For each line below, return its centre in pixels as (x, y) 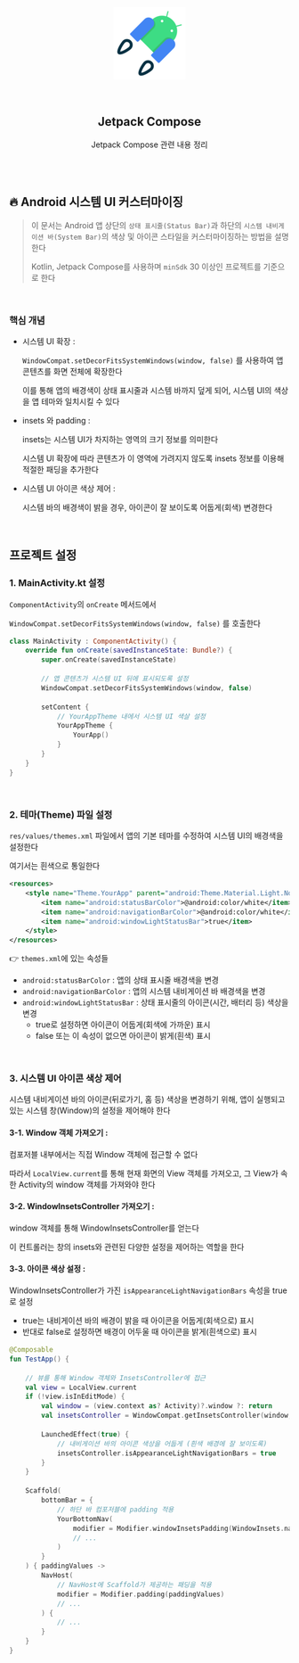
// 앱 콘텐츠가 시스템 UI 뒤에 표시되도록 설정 (115, 679)
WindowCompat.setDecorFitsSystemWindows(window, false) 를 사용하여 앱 (153, 360)
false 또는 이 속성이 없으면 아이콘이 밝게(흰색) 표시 (123, 1036)
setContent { (65, 707)
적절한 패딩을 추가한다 (61, 469)
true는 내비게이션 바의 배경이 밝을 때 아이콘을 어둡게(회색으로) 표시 (138, 1321)
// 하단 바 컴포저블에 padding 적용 (115, 1510)
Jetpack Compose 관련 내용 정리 (149, 144)
